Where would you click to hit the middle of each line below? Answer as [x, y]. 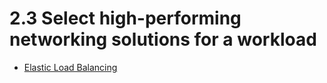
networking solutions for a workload [163, 39]
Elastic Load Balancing [70, 67]
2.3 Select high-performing [125, 18]
